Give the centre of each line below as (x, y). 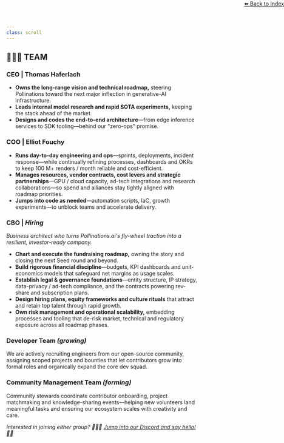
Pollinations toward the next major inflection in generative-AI (91, 94)
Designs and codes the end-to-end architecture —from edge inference (105, 120)
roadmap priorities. (39, 194)
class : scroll (24, 32)
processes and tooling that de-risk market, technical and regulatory (99, 318)
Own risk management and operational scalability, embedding (95, 312)
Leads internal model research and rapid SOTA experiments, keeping (103, 107)
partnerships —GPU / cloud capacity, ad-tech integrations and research (105, 181)
